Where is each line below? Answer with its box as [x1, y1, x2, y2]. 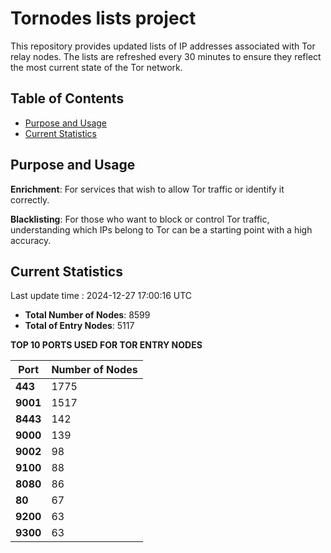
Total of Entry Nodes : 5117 [24, 320, 135, 332]
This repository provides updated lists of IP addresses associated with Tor [10, 40, 316, 52]
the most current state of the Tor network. [10, 61, 183, 73]
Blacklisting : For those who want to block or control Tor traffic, [10, 213, 270, 225]
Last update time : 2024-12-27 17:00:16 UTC [10, 290, 193, 302]
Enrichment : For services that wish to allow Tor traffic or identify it [10, 183, 285, 195]
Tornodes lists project [10, 7, 197, 30]
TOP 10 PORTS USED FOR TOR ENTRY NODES [10, 339, 203, 351]
